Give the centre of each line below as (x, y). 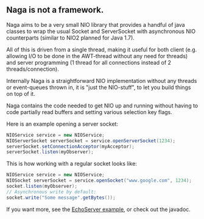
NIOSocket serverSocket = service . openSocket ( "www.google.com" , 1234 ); (99, 181)
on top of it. (21, 93)
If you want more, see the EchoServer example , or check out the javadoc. (98, 209)
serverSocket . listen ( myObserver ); (50, 152)
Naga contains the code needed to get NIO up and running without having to (102, 106)
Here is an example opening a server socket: (62, 124)
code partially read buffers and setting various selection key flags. (89, 112)
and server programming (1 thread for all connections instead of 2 (89, 62)
